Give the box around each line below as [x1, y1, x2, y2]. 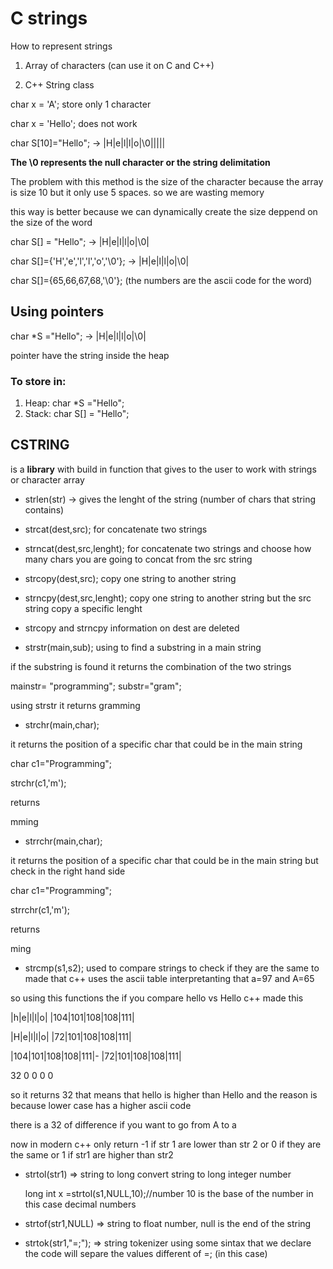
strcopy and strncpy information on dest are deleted [24, 622, 240, 634]
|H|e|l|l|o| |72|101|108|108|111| [10, 1030, 132, 1042]
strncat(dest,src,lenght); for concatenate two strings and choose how [24, 542, 312, 554]
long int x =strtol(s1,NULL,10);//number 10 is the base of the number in [24, 1187, 314, 1199]
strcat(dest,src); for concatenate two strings [24, 523, 208, 535]
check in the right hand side [10, 865, 126, 877]
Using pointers [10, 303, 105, 321]
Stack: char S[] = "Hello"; [24, 408, 130, 420]
